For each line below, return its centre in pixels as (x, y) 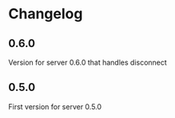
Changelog (46, 14)
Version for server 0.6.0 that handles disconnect (88, 62)
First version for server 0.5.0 (55, 106)
